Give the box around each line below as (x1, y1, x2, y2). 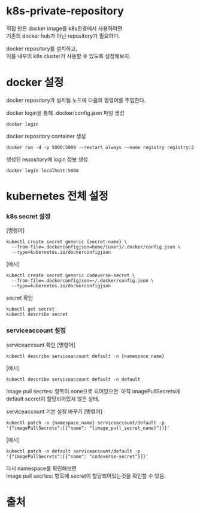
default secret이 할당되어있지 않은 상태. (6, 395, 100, 402)
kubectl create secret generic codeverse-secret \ (6, 272, 135, 279)
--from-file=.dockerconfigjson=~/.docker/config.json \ (11, 278, 154, 284)
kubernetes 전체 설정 (6, 190, 109, 203)
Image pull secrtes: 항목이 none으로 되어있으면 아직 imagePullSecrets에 (6, 387, 180, 394)
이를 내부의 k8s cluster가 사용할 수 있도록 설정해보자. (6, 52, 131, 59)
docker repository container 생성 (6, 132, 86, 139)
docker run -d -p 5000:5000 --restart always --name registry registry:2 (6, 144, 195, 150)
